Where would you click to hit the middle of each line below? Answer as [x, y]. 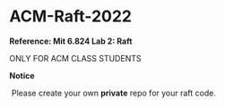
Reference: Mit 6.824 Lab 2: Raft [71, 41]
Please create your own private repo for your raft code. [114, 93]
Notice [22, 75]
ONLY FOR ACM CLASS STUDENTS [75, 58]
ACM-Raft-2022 [71, 16]
